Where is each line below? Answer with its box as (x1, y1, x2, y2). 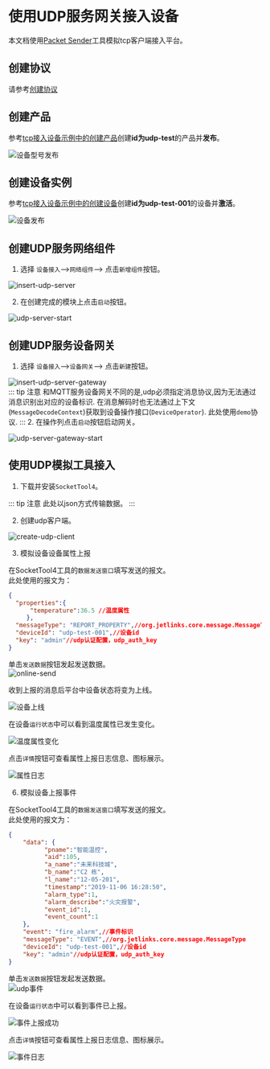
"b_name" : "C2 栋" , (43, 868, 104, 877)
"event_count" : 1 (43, 913, 99, 921)
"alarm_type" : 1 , (43, 890, 99, 898)
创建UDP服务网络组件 (8, 241, 116, 255)
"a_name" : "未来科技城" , (43, 861, 118, 869)
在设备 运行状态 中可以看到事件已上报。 (8, 1001, 131, 1010)
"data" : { (22, 838, 56, 846)
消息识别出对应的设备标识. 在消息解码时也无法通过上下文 (8, 397, 195, 406)
